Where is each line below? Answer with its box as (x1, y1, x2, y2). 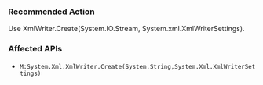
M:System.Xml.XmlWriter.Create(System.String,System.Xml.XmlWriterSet (19, 62, 256, 70)
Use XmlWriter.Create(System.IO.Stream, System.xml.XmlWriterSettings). (8, 24, 245, 34)
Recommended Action (8, 6, 96, 17)
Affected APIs (8, 44, 63, 55)
